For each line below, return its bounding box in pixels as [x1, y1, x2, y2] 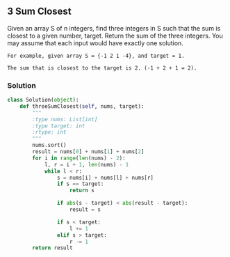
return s [69, 187, 95, 194]
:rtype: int [32, 129, 67, 136]
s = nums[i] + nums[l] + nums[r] [56, 174, 154, 181]
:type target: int [32, 122, 85, 130]
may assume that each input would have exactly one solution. [7, 38, 184, 47]
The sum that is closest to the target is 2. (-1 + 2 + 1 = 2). [7, 64, 197, 72]
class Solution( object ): [7, 97, 79, 104]
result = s [69, 206, 101, 213]
